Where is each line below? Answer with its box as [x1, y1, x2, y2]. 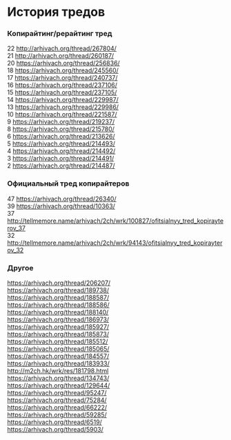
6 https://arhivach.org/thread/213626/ [7, 132, 115, 141]
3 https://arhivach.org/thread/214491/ [7, 154, 114, 163]
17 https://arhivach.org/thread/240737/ [7, 74, 119, 82]
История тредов [7, 4, 106, 20]
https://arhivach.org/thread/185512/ [7, 337, 108, 346]
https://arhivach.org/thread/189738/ [7, 286, 110, 294]
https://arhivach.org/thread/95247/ [7, 389, 107, 397]
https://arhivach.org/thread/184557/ [7, 352, 110, 361]
